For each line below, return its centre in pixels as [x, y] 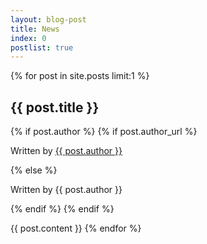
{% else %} [34, 170]
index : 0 [28, 38]
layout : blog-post [48, 19]
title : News [35, 29]
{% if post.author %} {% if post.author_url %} [104, 132]
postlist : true [42, 47]
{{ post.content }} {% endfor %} [76, 228]
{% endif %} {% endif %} [62, 209]
